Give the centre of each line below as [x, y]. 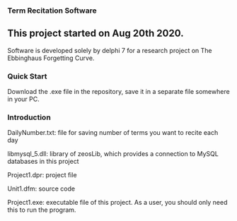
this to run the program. [42, 210]
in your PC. [24, 99]
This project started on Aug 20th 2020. [96, 34]
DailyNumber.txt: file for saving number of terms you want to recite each [113, 133]
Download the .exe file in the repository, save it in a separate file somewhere [118, 92]
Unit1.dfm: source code [41, 189]
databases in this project [43, 162]
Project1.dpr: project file [42, 175]
